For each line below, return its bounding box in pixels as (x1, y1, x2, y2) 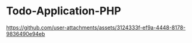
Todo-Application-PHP (6, 4, 121, 18)
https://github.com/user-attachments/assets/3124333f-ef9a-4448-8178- (6, 24, 186, 31)
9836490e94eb (6, 30, 45, 37)
